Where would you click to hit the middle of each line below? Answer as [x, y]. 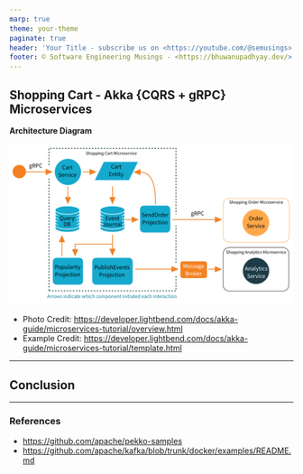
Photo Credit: [47, 320]
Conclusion [42, 385]
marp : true [30, 19]
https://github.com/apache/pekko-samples [102, 441]
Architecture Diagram [51, 130]
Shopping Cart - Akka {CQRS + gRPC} [118, 95]
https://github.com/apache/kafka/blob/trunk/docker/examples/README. [156, 451]
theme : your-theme [44, 28]
